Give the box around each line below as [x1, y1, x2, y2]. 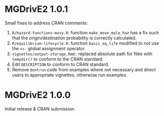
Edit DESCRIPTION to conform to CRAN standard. [11, 61, 109, 67]
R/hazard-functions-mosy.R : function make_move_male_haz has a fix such [11, 29, 159, 35]
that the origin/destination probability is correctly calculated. [11, 35, 137, 41]
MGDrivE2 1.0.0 [4, 90, 71, 101]
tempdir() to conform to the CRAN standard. [11, 56, 103, 62]
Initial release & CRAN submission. [4, 106, 75, 112]
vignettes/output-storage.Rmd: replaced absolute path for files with [11, 51, 153, 57]
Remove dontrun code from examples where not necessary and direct [11, 66, 156, 73]
